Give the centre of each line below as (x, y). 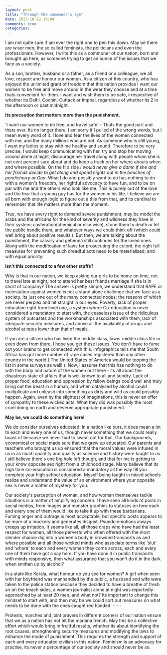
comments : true (21, 24)
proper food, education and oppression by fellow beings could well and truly (83, 381)
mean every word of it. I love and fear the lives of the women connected (79, 135)
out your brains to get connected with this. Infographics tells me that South (82, 349)
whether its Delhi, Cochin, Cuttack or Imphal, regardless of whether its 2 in (82, 100)
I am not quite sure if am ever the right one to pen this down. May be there (82, 42)
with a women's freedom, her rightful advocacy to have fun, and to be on (80, 183)
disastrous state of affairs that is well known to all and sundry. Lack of (77, 376)
